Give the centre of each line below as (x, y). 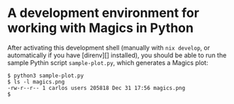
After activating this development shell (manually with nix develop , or (109, 47)
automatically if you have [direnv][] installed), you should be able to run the (117, 55)
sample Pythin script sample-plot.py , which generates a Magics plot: (108, 62)
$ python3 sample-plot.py (45, 76)
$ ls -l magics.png (36, 82)
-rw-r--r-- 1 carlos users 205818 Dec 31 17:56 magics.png (96, 88)
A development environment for (104, 13)
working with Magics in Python (100, 28)
